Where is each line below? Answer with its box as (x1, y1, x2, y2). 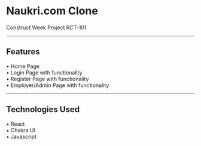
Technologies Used (6, 104, 80, 114)
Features (6, 46, 40, 57)
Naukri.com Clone (6, 4, 99, 18)
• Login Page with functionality (6, 69, 83, 76)
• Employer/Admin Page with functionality (6, 82, 109, 89)
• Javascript (6, 133, 37, 140)
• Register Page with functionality (6, 75, 89, 82)
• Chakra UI (6, 126, 36, 133)
